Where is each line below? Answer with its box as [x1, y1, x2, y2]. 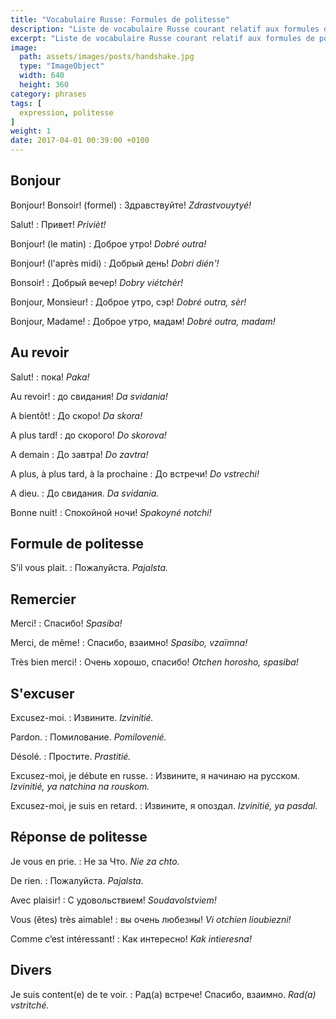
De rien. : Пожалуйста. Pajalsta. [10, 874, 144, 886]
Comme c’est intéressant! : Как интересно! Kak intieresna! [10, 932, 252, 945]
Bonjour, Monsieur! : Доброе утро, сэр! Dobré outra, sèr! [10, 296, 247, 308]
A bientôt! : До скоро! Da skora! [10, 409, 143, 421]
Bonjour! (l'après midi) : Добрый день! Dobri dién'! [10, 257, 220, 269]
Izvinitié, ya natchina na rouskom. [10, 781, 150, 793]
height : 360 [19, 80, 70, 90]
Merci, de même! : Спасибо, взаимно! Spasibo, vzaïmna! [10, 637, 248, 649]
